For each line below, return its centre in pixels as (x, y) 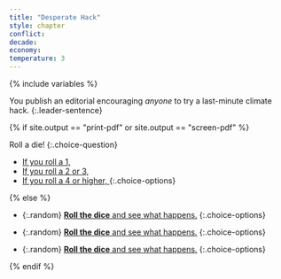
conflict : (27, 34)
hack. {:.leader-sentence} (56, 110)
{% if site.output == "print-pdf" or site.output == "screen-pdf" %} (129, 128)
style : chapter (37, 26)
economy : (25, 50)
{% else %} (30, 198)
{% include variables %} (54, 84)
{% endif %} (32, 266)
